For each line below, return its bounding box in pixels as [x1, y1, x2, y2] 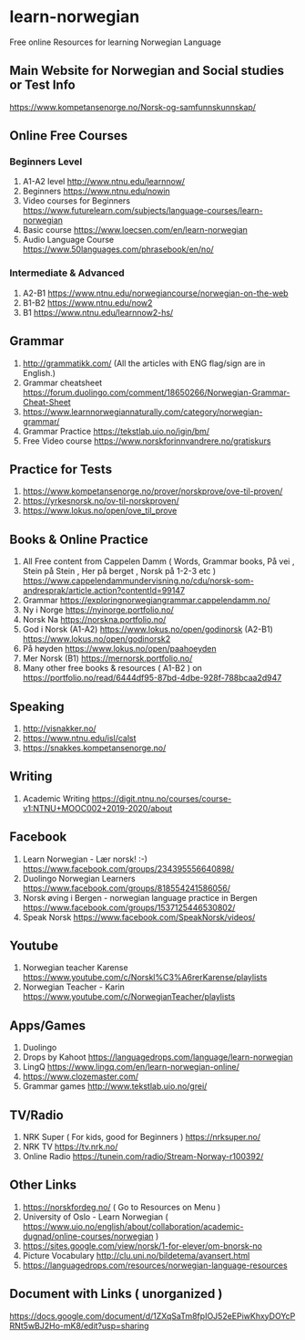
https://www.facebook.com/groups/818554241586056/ [22, 883, 230, 894]
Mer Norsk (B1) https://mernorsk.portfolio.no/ [22, 653, 193, 664]
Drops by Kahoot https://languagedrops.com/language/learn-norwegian [22, 1052, 293, 1063]
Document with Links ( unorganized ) [9, 1286, 223, 1302]
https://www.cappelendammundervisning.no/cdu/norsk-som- [22, 575, 255, 586]
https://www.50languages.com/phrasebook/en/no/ [22, 244, 214, 255]
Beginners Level [9, 155, 83, 168]
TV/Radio [9, 1107, 64, 1123]
